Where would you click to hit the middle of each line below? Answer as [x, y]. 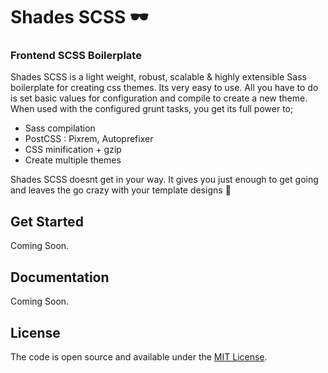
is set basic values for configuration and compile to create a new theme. [159, 98]
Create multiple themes [73, 160]
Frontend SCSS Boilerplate [76, 56]
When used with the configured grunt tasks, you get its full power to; [152, 109]
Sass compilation [60, 128]
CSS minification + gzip [73, 150]
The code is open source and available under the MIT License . [139, 356]
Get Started [47, 221]
